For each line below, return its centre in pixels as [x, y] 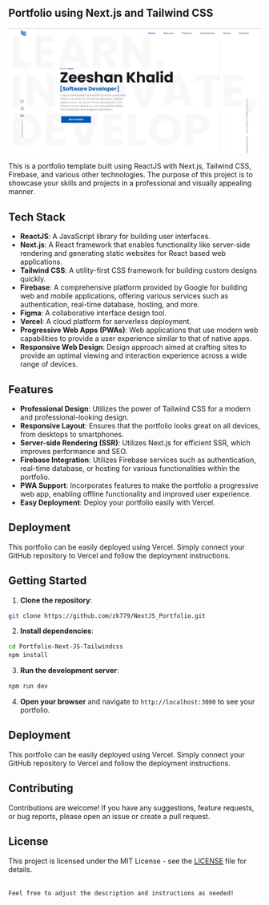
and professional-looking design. [74, 417]
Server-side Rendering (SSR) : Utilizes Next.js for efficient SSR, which [135, 442]
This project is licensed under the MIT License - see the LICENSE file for [127, 861]
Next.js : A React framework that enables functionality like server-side [135, 245]
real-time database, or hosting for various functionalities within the [130, 468]
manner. [22, 192]
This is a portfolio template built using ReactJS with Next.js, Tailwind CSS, [130, 166]
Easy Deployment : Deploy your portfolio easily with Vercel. [117, 502]
